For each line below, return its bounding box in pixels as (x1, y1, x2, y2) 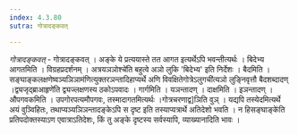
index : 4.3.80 (9, 13, 63, 22)
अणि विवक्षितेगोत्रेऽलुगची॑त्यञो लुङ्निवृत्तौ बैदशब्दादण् (147, 73, 289, 85)
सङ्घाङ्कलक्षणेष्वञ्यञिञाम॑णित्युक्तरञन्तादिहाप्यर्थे (9, 73, 147, 85)
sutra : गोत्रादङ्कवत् (9, 21, 69, 30)
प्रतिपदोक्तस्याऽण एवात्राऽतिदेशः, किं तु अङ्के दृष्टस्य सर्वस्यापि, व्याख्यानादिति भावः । (9, 113, 241, 125)
